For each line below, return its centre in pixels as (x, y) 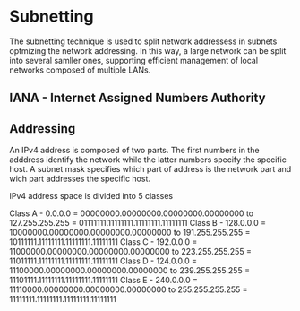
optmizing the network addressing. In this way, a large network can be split (148, 50)
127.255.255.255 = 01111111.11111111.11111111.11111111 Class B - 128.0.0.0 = (138, 223)
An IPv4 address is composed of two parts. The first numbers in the (134, 151)
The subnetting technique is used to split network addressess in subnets (143, 41)
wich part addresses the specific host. (80, 179)
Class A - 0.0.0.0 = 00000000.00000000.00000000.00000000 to (131, 213)
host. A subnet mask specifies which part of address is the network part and (150, 169)
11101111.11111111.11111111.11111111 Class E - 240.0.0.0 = (104, 281)
